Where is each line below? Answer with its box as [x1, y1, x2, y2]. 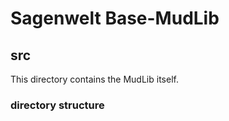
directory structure [10, 98, 105, 112]
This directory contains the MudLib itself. [10, 73, 179, 85]
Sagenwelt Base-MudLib [10, 7, 220, 30]
